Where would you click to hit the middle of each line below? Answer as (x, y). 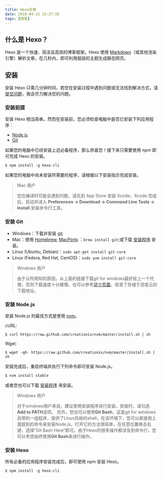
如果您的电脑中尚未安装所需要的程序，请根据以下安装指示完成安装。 (73, 175)
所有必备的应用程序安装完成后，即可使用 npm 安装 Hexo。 (63, 462)
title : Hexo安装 (21, 9)
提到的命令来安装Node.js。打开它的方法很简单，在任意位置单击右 (86, 424)
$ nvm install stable (27, 375)
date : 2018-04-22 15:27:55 (32, 14)
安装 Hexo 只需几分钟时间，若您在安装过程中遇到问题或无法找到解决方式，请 (81, 88)
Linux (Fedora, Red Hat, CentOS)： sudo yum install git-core (74, 257)
